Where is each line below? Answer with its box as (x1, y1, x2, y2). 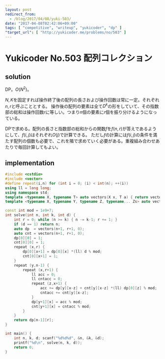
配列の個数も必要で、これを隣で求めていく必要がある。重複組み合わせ (13, 138, 156, 144)
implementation (5, 159, 55, 167)
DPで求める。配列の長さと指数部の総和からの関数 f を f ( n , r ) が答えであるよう (5, 126, 157, 132)
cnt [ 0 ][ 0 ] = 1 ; (14, 240, 45, 245)
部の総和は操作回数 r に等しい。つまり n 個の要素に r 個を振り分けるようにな (5, 109, 153, 115)
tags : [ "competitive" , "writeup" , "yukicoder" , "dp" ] (5, 26, 122, 30)
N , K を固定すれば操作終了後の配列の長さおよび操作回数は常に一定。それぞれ (5, 97, 160, 103)
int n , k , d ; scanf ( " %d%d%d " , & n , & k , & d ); (14, 335, 105, 340)
